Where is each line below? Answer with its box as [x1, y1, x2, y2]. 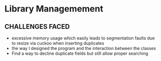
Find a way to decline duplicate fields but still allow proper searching [11, 50, 148, 56]
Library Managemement [4, 3, 103, 14]
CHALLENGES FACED [4, 23, 70, 31]
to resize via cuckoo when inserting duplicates [11, 40, 104, 46]
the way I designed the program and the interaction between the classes [11, 46, 156, 51]
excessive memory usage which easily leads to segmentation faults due [11, 35, 155, 41]
